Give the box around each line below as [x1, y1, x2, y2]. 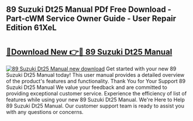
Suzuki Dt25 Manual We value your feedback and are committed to [6, 84, 168, 91]
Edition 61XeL [6, 23, 57, 33]
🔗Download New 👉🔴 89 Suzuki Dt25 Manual [6, 47, 173, 57]
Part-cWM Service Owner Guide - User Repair [6, 14, 177, 24]
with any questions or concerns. [6, 109, 84, 115]
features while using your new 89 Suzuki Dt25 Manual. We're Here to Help [6, 96, 185, 103]
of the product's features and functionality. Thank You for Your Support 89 [6, 78, 186, 84]
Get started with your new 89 [106, 65, 177, 72]
